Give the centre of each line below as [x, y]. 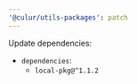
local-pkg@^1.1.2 [67, 71]
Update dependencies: [50, 43]
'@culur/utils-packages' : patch [68, 17]
